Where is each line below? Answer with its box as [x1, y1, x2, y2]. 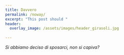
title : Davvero [5, 7, 37, 12]
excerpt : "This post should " [5, 16, 68, 21]
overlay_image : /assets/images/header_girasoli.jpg [9, 26, 120, 31]
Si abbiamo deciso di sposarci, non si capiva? [5, 44, 100, 50]
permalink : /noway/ [5, 12, 46, 17]
